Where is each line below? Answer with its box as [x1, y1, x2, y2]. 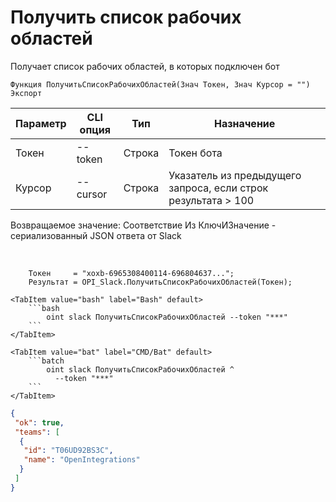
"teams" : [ [14, 427, 60, 437]
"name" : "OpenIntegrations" [23, 455, 141, 465]
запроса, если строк [168, 181, 269, 195]
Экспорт [10, 88, 43, 98]
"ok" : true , [14, 417, 65, 428]
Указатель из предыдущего [168, 168, 302, 182]
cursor [76, 187, 108, 201]
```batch [28, 356, 65, 366]
